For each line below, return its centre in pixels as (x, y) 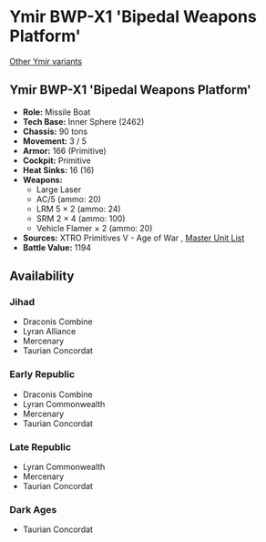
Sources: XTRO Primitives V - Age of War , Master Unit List (133, 238)
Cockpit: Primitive (56, 160)
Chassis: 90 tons (55, 131)
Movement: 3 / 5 (55, 141)
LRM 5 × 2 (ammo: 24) (78, 209)
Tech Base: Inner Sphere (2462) (83, 121)
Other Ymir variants (46, 61)
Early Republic (42, 374)
